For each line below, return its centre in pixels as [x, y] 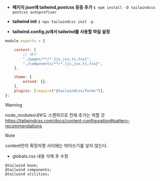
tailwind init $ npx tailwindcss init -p [53, 21]
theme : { [23, 77]
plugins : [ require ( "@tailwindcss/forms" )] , [60, 91]
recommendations [24, 126]
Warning [14, 105]
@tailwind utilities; [27, 174]
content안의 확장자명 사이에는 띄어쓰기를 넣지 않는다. [56, 145]
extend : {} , [35, 82]
